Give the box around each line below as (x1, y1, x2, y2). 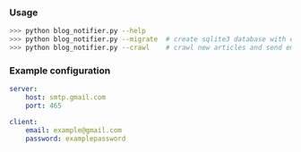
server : (9, 85, 39, 94)
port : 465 (25, 101, 63, 110)
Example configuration (9, 64, 111, 77)
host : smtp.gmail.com (25, 93, 106, 102)
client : (9, 117, 39, 126)
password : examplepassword (25, 134, 126, 143)
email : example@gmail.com (25, 125, 123, 135)
